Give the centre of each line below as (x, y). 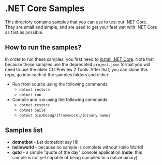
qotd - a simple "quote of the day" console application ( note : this (77, 152)
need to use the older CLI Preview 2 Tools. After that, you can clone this (77, 69)
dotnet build (32, 110)
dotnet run (30, 95)
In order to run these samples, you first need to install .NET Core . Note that (80, 59)
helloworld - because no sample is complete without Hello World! (78, 147)
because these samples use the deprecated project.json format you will (78, 64)
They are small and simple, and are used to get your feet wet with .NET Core (81, 27)
